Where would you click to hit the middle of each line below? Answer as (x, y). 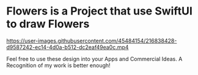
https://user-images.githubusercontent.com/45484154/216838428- (92, 41)
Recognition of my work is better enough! (59, 65)
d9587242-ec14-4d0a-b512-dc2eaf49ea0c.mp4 (68, 47)
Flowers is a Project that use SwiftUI (99, 11)
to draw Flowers (48, 24)
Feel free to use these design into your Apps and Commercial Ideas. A (94, 59)
